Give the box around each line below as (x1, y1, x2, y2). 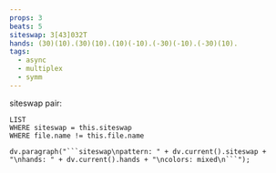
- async (17, 56, 47, 65)
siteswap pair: (9, 97, 62, 108)
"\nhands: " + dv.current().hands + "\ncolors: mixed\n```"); (9, 155, 250, 164)
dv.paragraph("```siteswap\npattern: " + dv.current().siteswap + (9, 147, 267, 156)
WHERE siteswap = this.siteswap (9, 123, 132, 132)
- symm (17, 73, 43, 82)
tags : (9, 47, 30, 56)
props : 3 (9, 13, 43, 23)
